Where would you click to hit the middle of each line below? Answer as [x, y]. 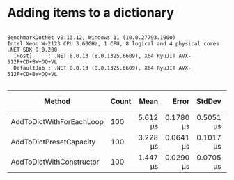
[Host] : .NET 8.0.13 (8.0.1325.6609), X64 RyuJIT [95, 56]
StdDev [209, 101]
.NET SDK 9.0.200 [32, 50]
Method [57, 101]
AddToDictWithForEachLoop [57, 121]
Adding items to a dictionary [91, 13]
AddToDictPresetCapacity [53, 142]
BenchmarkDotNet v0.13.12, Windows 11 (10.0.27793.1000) [92, 37]
